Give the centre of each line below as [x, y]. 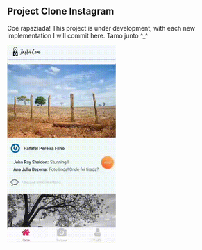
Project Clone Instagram [61, 11]
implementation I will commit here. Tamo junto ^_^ [78, 35]
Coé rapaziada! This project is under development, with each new [101, 28]
